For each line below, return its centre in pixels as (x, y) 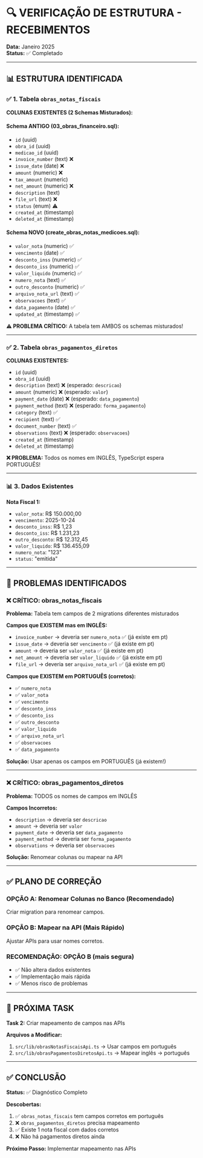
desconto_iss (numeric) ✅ (47, 267)
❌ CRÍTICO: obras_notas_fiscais (54, 600)
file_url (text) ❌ (36, 199)
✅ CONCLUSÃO (36, 1078)
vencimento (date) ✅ (40, 253)
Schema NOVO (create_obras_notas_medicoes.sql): (73, 232)
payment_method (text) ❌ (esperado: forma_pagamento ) (80, 406)
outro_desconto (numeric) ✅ (50, 287)
